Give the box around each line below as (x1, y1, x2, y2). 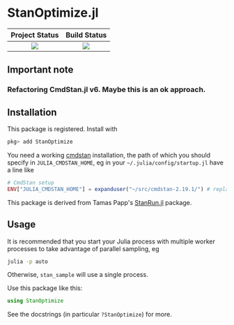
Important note (7, 64, 74, 76)
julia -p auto (7, 258, 49, 265)
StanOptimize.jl (7, 5, 99, 21)
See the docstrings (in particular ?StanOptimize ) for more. (7, 310, 172, 319)
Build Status (65, 30, 107, 40)
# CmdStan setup (7, 179, 54, 186)
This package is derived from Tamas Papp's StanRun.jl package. (7, 198, 192, 206)
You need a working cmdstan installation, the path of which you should (7, 151, 211, 159)
